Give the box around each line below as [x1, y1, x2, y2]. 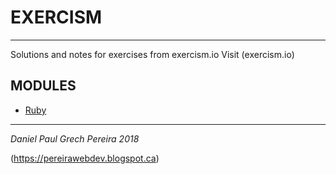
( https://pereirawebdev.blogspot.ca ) [10, 152, 160, 164]
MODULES [10, 77, 77, 95]
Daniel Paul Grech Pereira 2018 [10, 132, 140, 145]
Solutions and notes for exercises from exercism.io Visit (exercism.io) [10, 48, 295, 60]
